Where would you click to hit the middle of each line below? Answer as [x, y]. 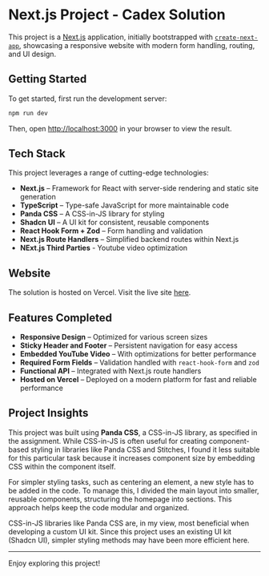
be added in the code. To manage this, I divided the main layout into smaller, [134, 490]
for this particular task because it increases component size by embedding [132, 457]
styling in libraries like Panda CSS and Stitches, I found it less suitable [145, 449]
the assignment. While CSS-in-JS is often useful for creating [108, 441]
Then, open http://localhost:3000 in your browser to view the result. [120, 128]
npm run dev [28, 113]
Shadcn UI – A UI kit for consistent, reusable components [114, 223]
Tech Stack [37, 154]
